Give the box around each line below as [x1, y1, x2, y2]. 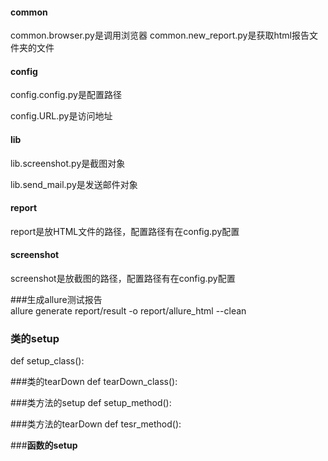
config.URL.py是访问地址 [10, 110, 113, 122]
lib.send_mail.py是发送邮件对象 [10, 178, 138, 190]
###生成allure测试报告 [10, 294, 103, 306]
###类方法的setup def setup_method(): [10, 397, 172, 409]
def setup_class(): [10, 355, 85, 367]
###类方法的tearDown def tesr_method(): [10, 418, 182, 430]
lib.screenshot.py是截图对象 [10, 157, 126, 169]
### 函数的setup [10, 439, 78, 452]
